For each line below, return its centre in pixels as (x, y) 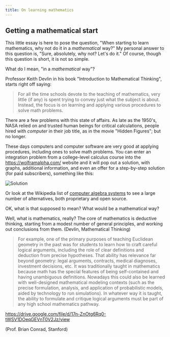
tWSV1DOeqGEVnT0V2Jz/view (38, 320)
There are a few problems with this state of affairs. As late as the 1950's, (81, 120)
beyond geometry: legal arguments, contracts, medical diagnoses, (87, 261)
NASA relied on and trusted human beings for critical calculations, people (82, 126)
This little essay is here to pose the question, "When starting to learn (77, 43)
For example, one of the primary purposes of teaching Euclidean (86, 239)
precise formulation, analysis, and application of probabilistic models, (91, 288)
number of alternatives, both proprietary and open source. (66, 199)
